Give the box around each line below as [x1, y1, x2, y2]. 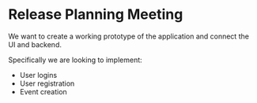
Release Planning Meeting [8, 6, 183, 24]
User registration [19, 79, 75, 88]
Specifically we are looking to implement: [8, 55, 142, 64]
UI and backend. [8, 39, 62, 49]
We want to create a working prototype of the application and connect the [8, 31, 249, 41]
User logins [19, 70, 58, 79]
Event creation [19, 86, 67, 96]
